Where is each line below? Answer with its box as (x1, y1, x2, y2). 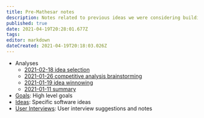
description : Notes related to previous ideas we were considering (6, 15, 181, 21)
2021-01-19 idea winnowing (24, 78, 93, 86)
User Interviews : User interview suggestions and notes (15, 105, 153, 112)
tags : (6, 32, 20, 38)
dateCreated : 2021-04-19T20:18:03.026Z (6, 43, 107, 49)
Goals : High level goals (15, 92, 73, 99)
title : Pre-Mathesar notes (6, 9, 75, 15)
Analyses (15, 59, 38, 67)
